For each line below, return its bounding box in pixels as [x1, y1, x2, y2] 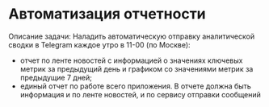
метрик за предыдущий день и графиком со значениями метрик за [19, 64, 254, 73]
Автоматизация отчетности [8, 5, 206, 23]
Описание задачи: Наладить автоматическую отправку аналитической [8, 31, 255, 41]
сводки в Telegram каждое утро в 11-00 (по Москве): [8, 39, 191, 49]
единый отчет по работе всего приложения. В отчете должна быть [19, 81, 252, 91]
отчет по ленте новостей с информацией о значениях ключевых [19, 56, 243, 65]
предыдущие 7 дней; [19, 72, 93, 82]
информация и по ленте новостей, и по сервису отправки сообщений [19, 89, 261, 99]
